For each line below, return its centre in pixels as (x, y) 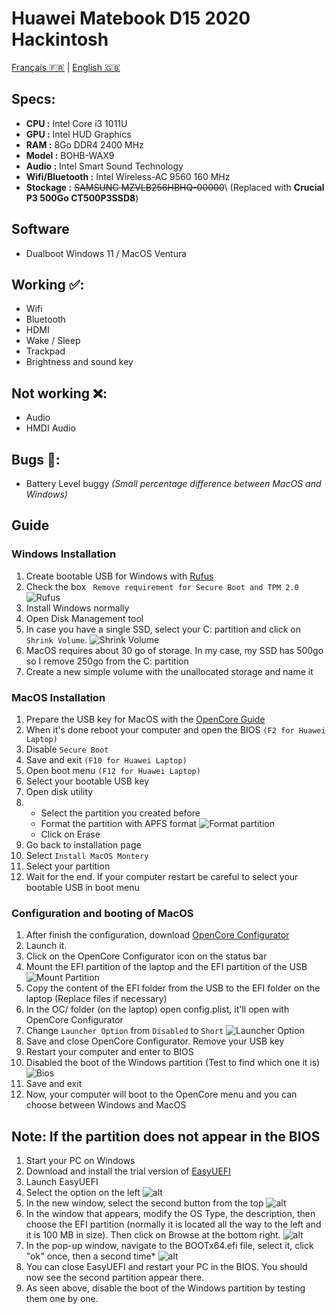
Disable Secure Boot (67, 749)
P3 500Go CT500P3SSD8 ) (82, 198)
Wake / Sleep (53, 341)
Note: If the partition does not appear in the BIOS (166, 1136)
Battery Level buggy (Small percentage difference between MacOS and (173, 483)
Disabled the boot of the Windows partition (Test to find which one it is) (173, 1063)
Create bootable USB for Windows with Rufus (119, 576)
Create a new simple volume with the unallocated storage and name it (169, 671)
